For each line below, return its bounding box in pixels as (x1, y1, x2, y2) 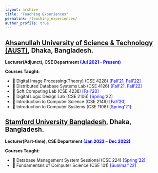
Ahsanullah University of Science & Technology (5, 38, 153, 47)
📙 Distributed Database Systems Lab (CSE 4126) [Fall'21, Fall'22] (12, 83, 142, 89)
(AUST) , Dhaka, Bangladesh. (5, 46, 94, 54)
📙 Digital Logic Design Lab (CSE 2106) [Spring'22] (12, 93, 113, 100)
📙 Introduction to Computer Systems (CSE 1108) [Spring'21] (12, 104, 132, 110)
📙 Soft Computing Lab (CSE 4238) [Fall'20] (12, 88, 99, 94)
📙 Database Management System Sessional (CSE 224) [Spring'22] (12, 157, 146, 163)
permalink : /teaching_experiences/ (5, 16, 78, 21)
